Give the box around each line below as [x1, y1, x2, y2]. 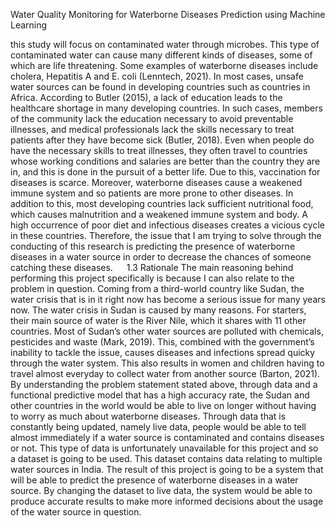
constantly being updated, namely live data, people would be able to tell [10, 421, 307, 433]
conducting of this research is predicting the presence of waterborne [10, 240, 296, 252]
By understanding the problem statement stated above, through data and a [10, 379, 318, 390]
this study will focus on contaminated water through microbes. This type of [10, 39, 320, 50]
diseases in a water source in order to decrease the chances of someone [10, 251, 312, 263]
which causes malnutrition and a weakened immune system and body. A [10, 209, 308, 220]
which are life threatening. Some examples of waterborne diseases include [10, 60, 319, 71]
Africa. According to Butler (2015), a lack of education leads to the [10, 92, 283, 103]
